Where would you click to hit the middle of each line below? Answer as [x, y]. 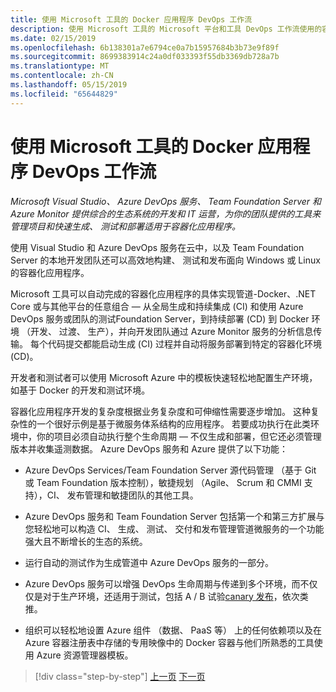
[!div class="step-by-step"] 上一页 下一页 [120, 676]
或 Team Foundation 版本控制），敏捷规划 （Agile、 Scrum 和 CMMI [163, 482]
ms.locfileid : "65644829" [64, 94]
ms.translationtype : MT [60, 66]
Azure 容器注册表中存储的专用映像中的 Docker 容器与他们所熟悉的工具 [169, 642]
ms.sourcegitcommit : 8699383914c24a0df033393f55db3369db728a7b [145, 57]
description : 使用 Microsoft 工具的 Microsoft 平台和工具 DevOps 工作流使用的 [166, 29]
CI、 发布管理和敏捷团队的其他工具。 [122, 495]
